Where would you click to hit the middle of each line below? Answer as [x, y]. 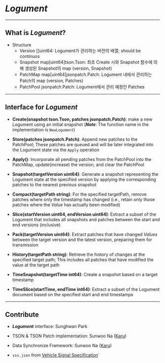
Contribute [22, 314]
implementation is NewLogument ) [43, 129]
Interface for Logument [41, 107]
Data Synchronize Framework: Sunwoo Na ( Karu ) [62, 346]
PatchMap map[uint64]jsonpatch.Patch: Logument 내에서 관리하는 [86, 74]
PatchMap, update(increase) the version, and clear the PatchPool [78, 164]
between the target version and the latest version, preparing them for [82, 240]
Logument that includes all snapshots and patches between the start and [86, 219]
